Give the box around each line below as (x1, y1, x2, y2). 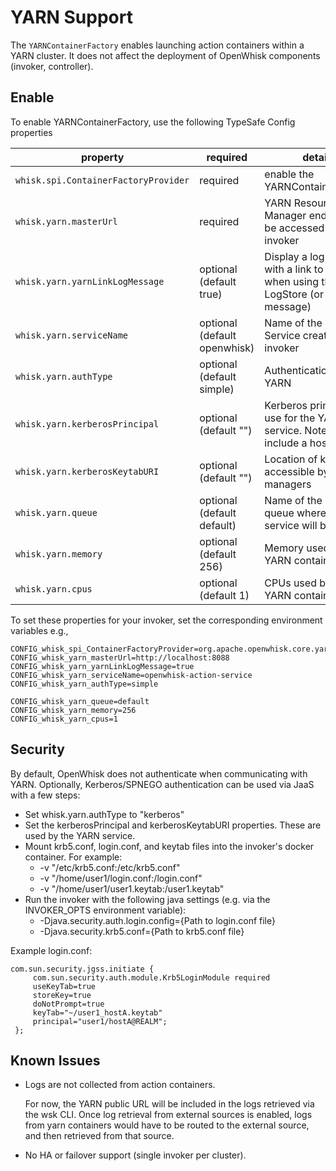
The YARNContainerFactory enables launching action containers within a (10, 39, 305, 51)
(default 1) (199, 588, 250, 602)
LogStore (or (264, 287, 324, 301)
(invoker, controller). (10, 60, 94, 72)
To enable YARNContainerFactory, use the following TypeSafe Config (10, 116, 296, 128)
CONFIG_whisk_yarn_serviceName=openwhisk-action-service (10, 670, 253, 680)
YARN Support (10, 6, 133, 29)
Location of (264, 452, 318, 466)
